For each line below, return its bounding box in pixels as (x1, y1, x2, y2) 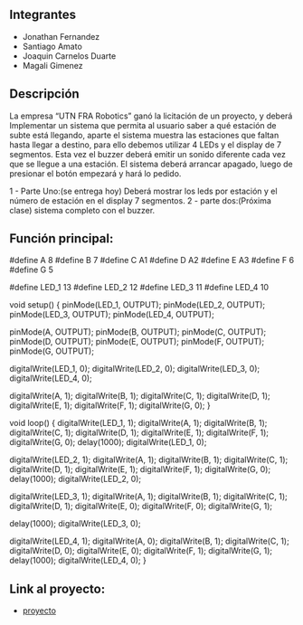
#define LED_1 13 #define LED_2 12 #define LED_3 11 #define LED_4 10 (9, 282, 270, 293)
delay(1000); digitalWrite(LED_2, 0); (9, 474, 142, 485)
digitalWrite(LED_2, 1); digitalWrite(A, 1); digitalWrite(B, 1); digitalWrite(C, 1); (9, 454, 289, 465)
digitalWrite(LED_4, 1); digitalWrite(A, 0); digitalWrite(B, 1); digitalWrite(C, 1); (9, 535, 289, 546)
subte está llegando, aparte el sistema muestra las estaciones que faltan (9, 129, 279, 140)
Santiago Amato (22, 41, 83, 52)
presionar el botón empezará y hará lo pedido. (9, 167, 182, 179)
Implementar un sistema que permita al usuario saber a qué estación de (9, 119, 278, 130)
